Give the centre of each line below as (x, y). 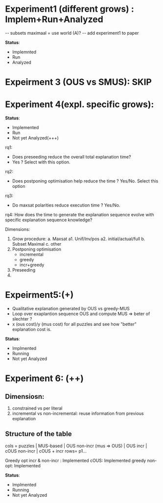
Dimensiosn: (25, 397)
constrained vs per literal (37, 408)
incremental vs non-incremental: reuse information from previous (78, 413)
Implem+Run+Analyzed (54, 19)
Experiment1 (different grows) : (70, 9)
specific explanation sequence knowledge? (49, 220)
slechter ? (22, 319)
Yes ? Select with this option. (41, 162)
